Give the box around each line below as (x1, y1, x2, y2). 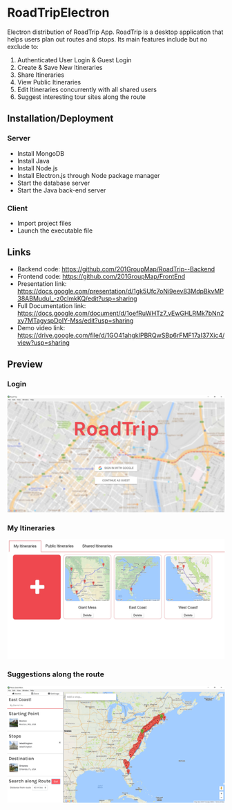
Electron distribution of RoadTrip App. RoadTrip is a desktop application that (7, 28, 224, 36)
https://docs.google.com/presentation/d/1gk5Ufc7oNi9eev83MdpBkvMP (17, 287, 224, 295)
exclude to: (7, 42, 39, 51)
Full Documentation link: (17, 301, 86, 309)
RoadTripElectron (7, 5, 110, 21)
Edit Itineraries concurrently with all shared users (17, 85, 157, 93)
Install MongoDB (17, 149, 65, 157)
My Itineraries (7, 523, 55, 532)
